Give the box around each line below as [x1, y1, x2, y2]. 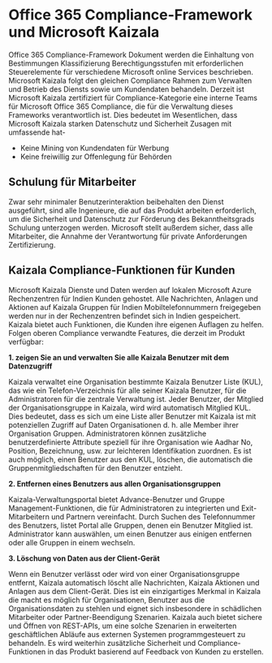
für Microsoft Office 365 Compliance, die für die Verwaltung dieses [8, 101, 234, 111]
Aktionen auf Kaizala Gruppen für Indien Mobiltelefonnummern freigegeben [8, 302, 261, 312]
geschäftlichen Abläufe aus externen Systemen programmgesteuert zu [8, 629, 246, 639]
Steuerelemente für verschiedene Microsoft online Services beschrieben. [8, 67, 254, 76]
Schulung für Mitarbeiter [8, 175, 136, 189]
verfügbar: [8, 337, 45, 347]
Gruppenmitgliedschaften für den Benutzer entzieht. [8, 463, 183, 472]
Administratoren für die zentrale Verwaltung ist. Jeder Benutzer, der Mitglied [8, 394, 264, 403]
